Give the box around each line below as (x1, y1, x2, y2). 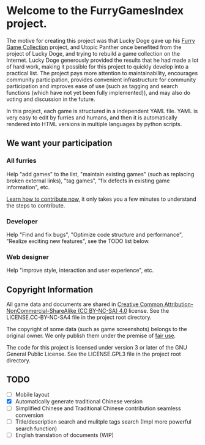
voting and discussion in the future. (6, 95, 95, 103)
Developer (6, 217, 38, 225)
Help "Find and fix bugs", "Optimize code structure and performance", (6, 231, 184, 238)
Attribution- (164, 301, 194, 308)
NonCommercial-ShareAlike (6, 307, 76, 315)
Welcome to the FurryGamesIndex (6, 4, 184, 18)
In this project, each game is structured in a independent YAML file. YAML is (6, 107, 198, 114)
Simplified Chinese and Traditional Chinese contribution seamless (15, 405, 182, 412)
